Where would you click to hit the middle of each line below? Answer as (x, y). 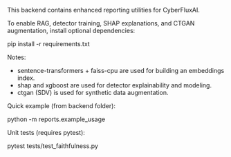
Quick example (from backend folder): (62, 106)
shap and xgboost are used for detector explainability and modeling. (114, 85)
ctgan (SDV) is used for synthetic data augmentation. (93, 93)
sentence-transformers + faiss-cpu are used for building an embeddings (121, 71)
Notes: (17, 57)
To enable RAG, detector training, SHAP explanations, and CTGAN (101, 23)
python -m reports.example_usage (56, 119)
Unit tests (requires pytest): (46, 133)
